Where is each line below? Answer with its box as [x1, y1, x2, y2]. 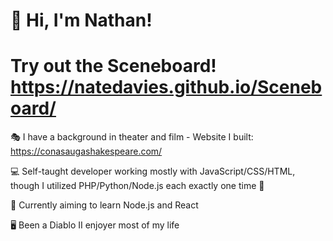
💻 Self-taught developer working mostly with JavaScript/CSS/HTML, [10, 165, 296, 178]
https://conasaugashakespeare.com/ [10, 145, 163, 158]
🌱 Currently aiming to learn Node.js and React [10, 199, 199, 211]
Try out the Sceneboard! [10, 55, 217, 78]
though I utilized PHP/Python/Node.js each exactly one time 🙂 [10, 180, 265, 192]
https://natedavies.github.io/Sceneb [10, 76, 323, 99]
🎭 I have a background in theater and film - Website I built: [10, 131, 254, 143]
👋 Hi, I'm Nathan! [10, 9, 153, 32]
